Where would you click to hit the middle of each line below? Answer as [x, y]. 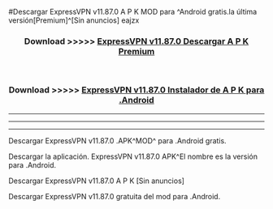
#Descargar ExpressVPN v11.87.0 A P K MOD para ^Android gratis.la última [133, 12]
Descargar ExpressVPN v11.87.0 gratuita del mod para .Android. [115, 196]
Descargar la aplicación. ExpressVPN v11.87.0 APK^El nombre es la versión [133, 156]
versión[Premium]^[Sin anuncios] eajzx [74, 20]
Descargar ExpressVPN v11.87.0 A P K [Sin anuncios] [97, 181]
